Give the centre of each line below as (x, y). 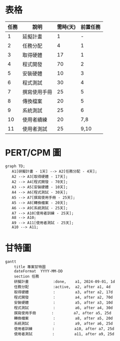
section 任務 (27, 276)
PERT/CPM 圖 (33, 153)
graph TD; (15, 166)
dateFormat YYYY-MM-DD (39, 271)
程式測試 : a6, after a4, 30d (63, 308)
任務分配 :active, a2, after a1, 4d (62, 287)
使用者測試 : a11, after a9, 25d (64, 334)
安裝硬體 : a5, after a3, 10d (63, 303)
